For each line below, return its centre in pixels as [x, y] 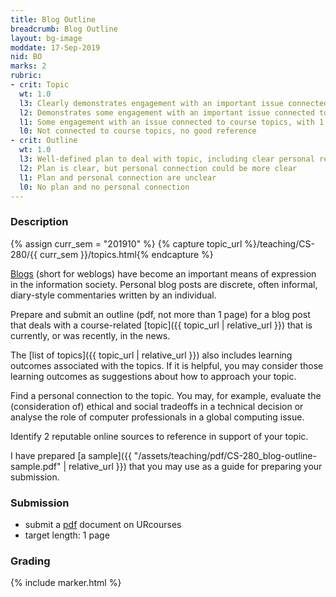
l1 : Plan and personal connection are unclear [118, 177]
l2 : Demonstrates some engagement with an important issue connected [167, 112]
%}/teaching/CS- [279, 243]
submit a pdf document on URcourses [103, 524]
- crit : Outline [44, 141]
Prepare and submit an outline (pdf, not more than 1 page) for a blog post [160, 314]
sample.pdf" [36, 466]
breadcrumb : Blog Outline [64, 29]
